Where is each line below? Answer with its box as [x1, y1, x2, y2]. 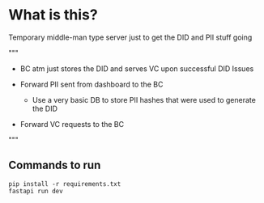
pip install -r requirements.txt [8, 180, 121, 188]
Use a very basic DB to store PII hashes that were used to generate [32, 95, 257, 104]
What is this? [8, 6, 99, 24]
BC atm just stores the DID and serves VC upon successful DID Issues [19, 63, 254, 74]
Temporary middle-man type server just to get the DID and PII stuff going [8, 32, 253, 42]
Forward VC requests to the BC [19, 119, 124, 129]
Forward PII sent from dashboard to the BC [19, 79, 164, 89]
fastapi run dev [8, 187, 63, 195]
